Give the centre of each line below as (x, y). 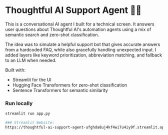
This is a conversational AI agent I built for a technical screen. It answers (80, 24)
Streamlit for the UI (32, 79)
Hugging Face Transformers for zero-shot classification (70, 85)
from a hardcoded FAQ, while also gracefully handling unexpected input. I (81, 49)
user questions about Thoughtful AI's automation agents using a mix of (78, 29)
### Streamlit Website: (30, 123)
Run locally (19, 103)
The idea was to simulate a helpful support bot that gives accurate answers (83, 44)
